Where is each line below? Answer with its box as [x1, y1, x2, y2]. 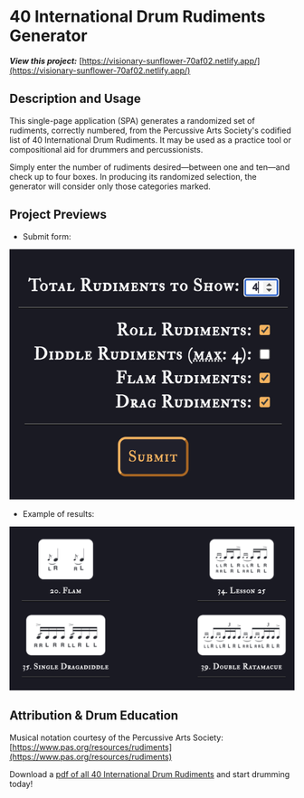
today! [9, 778, 33, 789]
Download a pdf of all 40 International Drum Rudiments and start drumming [9, 768, 290, 779]
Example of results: [22, 509, 95, 520]
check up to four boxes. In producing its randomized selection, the [9, 171, 257, 182]
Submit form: [22, 230, 71, 241]
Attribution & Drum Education [9, 708, 179, 724]
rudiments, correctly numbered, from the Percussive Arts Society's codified [9, 125, 291, 136]
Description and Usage [9, 91, 142, 107]
